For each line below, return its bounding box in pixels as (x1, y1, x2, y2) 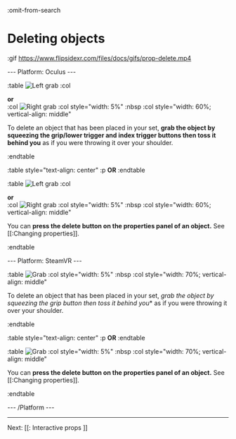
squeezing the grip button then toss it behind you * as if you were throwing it (7, 299, 228, 307)
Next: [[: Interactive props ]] (7, 423, 88, 432)
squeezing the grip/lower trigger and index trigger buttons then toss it (7, 130, 216, 140)
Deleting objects (7, 31, 105, 47)
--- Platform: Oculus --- (7, 67, 76, 76)
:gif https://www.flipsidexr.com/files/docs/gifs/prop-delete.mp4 (7, 54, 192, 62)
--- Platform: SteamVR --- (7, 256, 82, 265)
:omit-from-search (7, 6, 61, 14)
